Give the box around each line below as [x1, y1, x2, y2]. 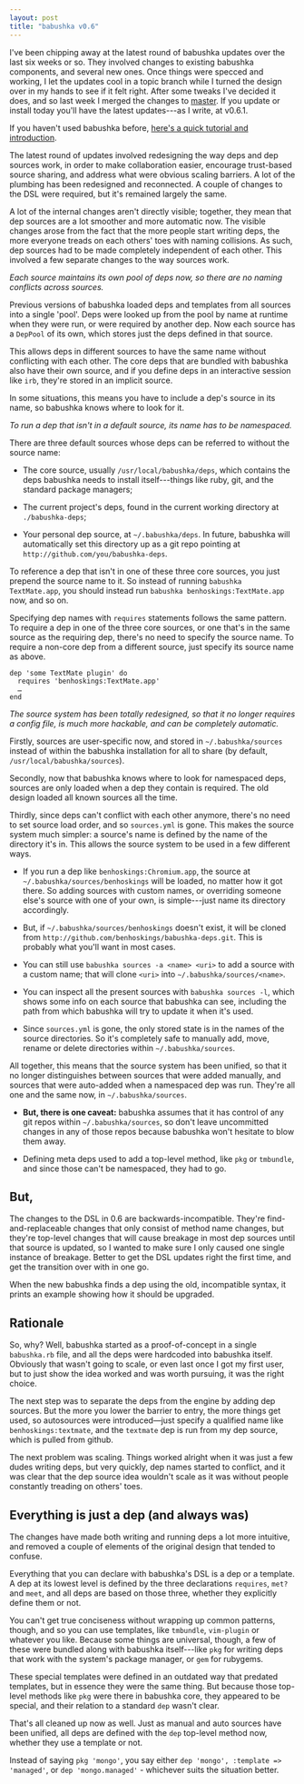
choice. [9, 1378, 38, 1389]
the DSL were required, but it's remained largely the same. [9, 188, 228, 199]
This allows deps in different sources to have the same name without [9, 346, 267, 356]
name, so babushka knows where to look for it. [9, 402, 184, 413]
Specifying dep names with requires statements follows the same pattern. [9, 612, 288, 623]
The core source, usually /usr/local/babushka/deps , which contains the [22, 465, 290, 476]
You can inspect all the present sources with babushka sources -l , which [22, 986, 295, 997]
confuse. [9, 1550, 43, 1561]
